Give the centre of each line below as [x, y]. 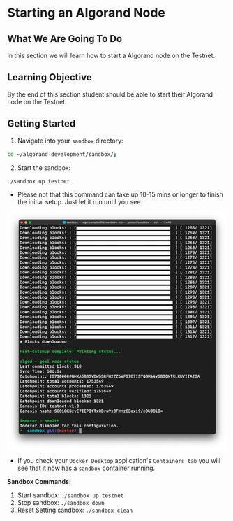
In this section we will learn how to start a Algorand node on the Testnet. [111, 55]
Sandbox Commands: [39, 481]
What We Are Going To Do [65, 39]
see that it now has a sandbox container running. [86, 468]
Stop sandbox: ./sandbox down [61, 502]
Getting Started [42, 124]
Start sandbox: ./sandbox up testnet [70, 495]
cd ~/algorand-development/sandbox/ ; [62, 154]
